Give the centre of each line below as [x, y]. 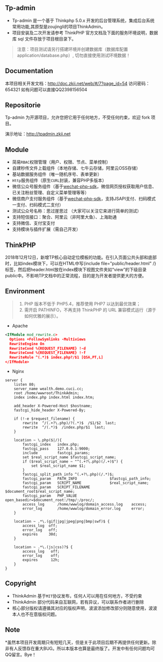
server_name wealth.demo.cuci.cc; [49, 389]
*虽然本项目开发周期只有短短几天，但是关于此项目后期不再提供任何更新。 [79, 642]
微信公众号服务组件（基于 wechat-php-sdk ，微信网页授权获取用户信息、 [84, 187]
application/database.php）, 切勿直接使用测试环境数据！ [73, 55]
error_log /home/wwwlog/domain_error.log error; [84, 508]
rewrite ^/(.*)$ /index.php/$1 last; [64, 427]
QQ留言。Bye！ [21, 654]
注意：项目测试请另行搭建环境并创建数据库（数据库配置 [72, 49]
